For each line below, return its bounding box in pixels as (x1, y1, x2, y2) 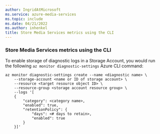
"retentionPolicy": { (23, 107, 68, 112)
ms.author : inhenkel (5, 26, 48, 31)
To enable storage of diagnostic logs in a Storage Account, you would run (5, 58, 156, 64)
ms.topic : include (5, 16, 43, 21)
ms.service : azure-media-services (5, 12, 77, 17)
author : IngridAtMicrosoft (5, 7, 61, 12)
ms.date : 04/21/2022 (5, 21, 48, 26)
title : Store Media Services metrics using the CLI (5, 30, 114, 35)
